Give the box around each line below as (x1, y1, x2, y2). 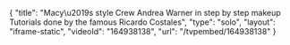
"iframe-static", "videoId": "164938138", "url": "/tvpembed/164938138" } (9, 26, 277, 36)
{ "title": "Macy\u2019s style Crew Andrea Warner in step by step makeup (9, 8, 282, 18)
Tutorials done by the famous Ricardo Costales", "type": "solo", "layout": (9, 17, 276, 27)
